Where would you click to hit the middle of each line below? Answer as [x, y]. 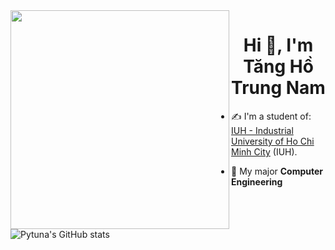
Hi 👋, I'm [278, 45]
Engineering [257, 181]
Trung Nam [278, 88]
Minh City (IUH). [264, 151]
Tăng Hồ [278, 66]
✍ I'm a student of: [271, 116]
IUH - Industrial [262, 130]
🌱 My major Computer [277, 171]
